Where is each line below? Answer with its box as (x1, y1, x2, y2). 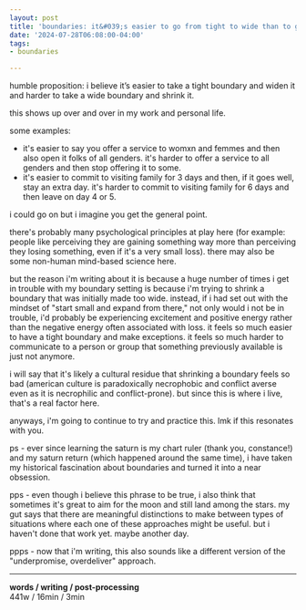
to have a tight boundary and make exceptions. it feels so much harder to (9, 332, 284, 343)
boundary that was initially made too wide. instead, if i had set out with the (9, 293, 289, 304)
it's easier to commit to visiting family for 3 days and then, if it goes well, (22, 172, 294, 183)
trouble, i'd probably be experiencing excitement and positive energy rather (9, 312, 293, 324)
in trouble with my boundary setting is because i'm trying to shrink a (9, 284, 265, 295)
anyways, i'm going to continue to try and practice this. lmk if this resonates (9, 416, 294, 427)
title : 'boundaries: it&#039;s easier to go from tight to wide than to (9, 22, 291, 31)
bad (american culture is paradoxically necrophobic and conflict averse (9, 378, 278, 389)
